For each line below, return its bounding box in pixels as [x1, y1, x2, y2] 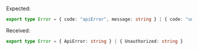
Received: [6, 26, 31, 34]
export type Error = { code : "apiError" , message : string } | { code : [6, 16, 183, 22]
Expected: [6, 5, 31, 12]
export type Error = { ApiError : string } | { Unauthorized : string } [6, 38, 183, 44]
